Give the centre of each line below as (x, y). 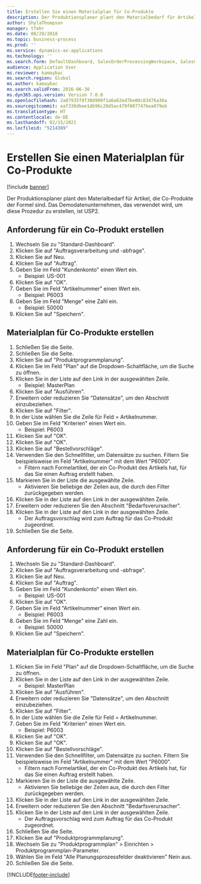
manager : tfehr (26, 28)
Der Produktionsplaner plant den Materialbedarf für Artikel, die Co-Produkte (100, 198)
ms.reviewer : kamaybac (35, 73)
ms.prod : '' (21, 45)
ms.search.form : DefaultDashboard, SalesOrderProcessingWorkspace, (92, 61)
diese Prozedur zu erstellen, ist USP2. (53, 211)
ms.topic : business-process (42, 39)
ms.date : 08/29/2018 (33, 34)
